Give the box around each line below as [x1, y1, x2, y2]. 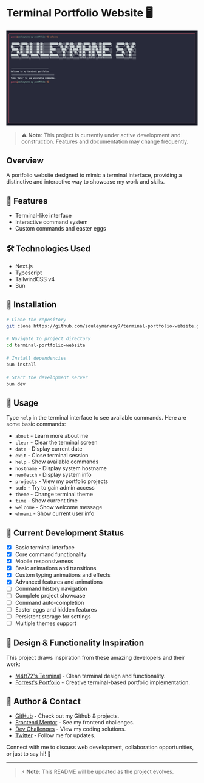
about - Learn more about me [15, 432, 89, 440]
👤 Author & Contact [6, 696, 81, 706]
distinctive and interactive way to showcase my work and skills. [6, 178, 165, 185]
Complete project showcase [15, 592, 86, 599]
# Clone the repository [6, 316, 67, 323]
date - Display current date [15, 445, 83, 452]
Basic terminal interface [15, 544, 75, 551]
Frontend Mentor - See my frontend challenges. [15, 719, 135, 726]
